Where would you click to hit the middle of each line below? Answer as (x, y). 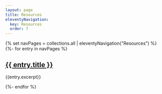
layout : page (19, 10)
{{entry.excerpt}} (23, 77)
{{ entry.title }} (29, 65)
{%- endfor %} (21, 86)
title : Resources (24, 15)
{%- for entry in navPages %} (36, 49)
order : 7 (19, 29)
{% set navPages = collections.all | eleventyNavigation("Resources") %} (81, 43)
